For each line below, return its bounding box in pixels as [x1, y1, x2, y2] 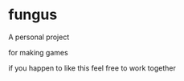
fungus [8, 6, 58, 24]
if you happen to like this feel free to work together [8, 63, 177, 73]
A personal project [8, 32, 70, 42]
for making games [8, 47, 68, 57]
